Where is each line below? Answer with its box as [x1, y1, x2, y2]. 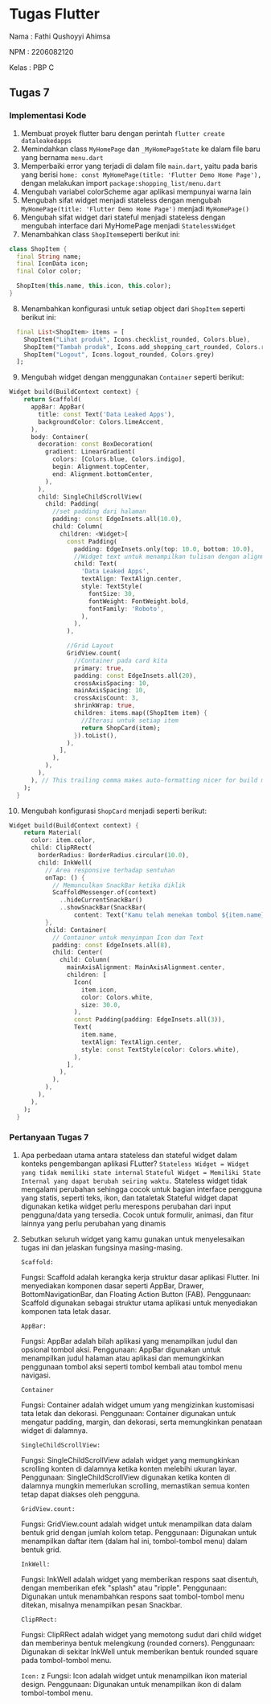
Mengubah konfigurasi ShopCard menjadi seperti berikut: [20, 806, 207, 815]
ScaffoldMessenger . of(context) [51, 889, 158, 897]
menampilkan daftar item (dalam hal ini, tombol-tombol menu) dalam [20, 1536, 248, 1546]
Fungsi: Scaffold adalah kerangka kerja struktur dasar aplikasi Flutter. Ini [20, 1272, 260, 1282]
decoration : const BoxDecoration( [38, 440, 154, 449]
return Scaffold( [23, 396, 82, 404]
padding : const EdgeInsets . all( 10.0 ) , [51, 515, 183, 524]
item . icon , [80, 986, 117, 994]
